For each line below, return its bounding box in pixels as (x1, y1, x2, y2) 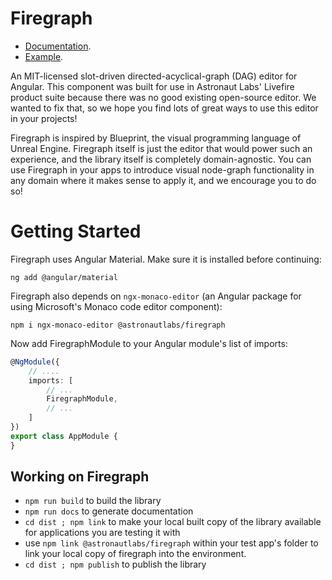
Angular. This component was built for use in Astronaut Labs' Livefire (10, 80, 295, 92)
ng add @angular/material (10, 272, 118, 282)
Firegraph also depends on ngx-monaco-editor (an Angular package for (10, 290, 302, 302)
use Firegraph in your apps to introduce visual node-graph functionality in (10, 163, 315, 176)
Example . (24, 50, 64, 62)
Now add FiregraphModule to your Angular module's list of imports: (10, 337, 288, 349)
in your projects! (10, 112, 78, 124)
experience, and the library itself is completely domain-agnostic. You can (10, 153, 312, 165)
